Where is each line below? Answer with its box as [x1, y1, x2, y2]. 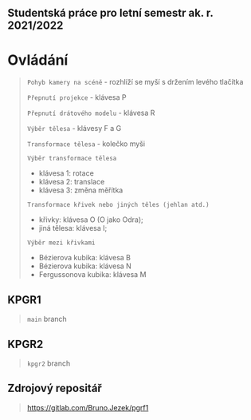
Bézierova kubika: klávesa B [38, 253, 131, 263]
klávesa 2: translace [38, 177, 105, 187]
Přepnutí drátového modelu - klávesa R [26, 108, 155, 118]
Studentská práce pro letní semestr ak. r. [7, 6, 214, 20]
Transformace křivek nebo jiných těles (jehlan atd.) [26, 201, 210, 209]
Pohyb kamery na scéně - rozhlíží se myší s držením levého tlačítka [26, 77, 244, 87]
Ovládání [7, 51, 69, 69]
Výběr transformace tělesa [26, 155, 117, 163]
